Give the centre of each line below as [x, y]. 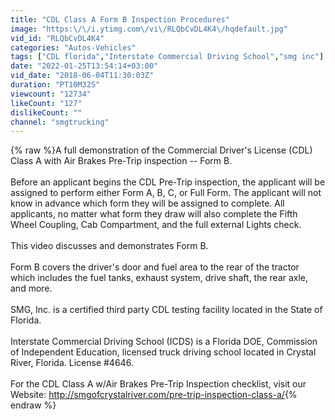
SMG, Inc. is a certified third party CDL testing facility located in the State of [166, 310]
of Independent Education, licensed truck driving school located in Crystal [163, 352]
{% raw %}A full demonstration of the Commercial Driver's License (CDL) [161, 150]
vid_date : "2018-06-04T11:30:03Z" [82, 76]
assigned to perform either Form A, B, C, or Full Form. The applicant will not [166, 193]
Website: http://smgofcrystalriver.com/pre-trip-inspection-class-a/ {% [154, 395]
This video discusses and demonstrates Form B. [109, 246]
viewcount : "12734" [51, 94]
